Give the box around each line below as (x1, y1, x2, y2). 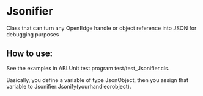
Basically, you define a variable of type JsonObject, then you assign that (6, 76, 188, 83)
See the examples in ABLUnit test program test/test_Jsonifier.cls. (6, 64, 170, 72)
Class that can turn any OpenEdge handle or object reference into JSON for (6, 24, 197, 32)
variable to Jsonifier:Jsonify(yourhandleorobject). (6, 83, 131, 90)
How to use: (6, 49, 53, 59)
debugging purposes (6, 30, 59, 38)
